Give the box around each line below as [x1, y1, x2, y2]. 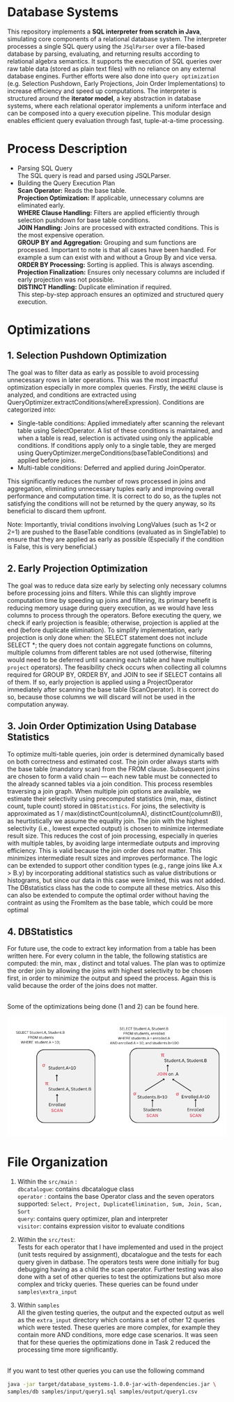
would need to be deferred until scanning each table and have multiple [7, 655, 210, 664]
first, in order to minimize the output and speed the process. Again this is [7, 974, 217, 982]
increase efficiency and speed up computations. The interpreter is [7, 87, 197, 95]
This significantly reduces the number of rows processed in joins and [7, 476, 206, 485]
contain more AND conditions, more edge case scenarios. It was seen [17, 1330, 218, 1338]
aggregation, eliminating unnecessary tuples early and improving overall [7, 484, 214, 492]
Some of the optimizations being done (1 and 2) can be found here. [7, 1002, 200, 1011]
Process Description [7, 141, 127, 157]
